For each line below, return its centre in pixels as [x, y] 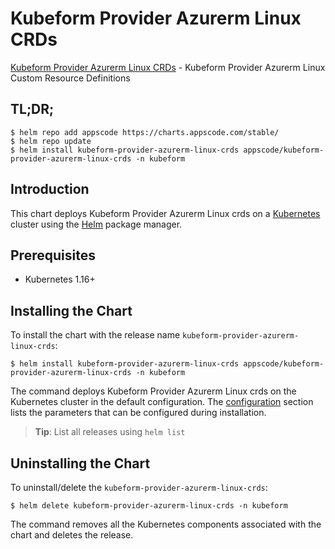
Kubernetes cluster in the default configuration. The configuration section [162, 402]
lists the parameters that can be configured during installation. [138, 413]
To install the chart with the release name [95, 335]
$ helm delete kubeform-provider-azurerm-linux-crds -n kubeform [149, 506]
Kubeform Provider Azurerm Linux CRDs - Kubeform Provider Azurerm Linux [168, 67]
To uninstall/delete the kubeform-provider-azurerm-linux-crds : [139, 487]
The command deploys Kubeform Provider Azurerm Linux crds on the [153, 391]
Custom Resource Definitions [70, 78]
